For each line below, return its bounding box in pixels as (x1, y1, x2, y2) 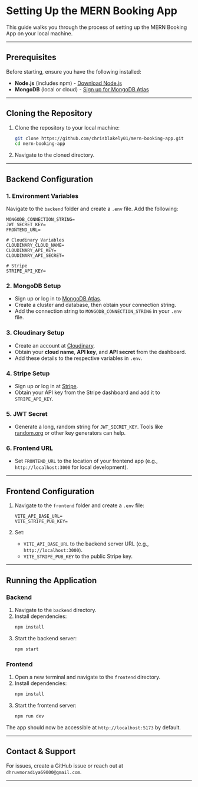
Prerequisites (6, 52, 57, 62)
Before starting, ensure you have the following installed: (6, 68, 141, 75)
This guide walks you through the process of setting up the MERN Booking (6, 24, 187, 31)
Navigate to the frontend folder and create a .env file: (14, 502, 144, 509)
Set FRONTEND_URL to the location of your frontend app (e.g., (14, 458, 158, 465)
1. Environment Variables (6, 191, 79, 200)
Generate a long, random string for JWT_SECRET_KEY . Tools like (14, 423, 163, 431)
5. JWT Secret (6, 409, 48, 418)
